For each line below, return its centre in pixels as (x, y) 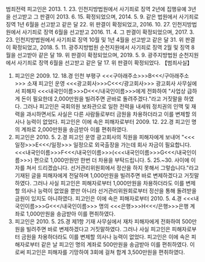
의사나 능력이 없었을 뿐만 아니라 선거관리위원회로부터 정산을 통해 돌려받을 (109, 191)
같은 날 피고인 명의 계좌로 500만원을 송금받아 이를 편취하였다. (115, 245)
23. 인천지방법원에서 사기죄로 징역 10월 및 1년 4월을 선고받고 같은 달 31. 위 (95, 40)
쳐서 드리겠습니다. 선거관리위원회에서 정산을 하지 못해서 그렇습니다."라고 (112, 168)
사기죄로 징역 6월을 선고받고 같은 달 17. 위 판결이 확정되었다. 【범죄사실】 (105, 63)
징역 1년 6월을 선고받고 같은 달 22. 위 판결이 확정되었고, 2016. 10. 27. (88, 24)
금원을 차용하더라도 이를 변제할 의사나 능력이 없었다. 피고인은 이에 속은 (106, 237)
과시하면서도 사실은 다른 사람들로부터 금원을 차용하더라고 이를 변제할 (108, 114)
